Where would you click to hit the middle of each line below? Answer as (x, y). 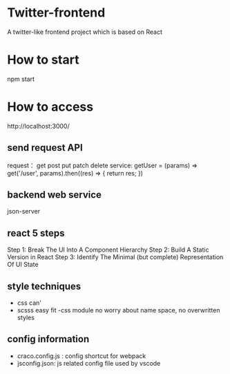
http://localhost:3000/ (39, 126)
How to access (50, 107)
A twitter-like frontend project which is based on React (85, 32)
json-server (23, 212)
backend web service (55, 195)
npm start (21, 79)
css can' (29, 303)
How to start (43, 60)
